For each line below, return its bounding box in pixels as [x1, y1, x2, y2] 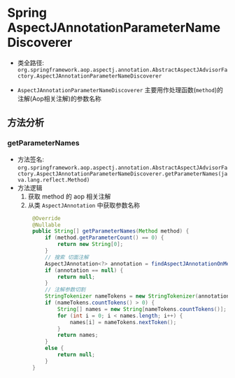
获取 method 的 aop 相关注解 [27, 192, 111, 201]
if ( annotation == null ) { [44, 267, 124, 274]
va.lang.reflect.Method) [17, 176, 90, 183]
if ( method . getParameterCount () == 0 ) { [44, 234, 164, 242]
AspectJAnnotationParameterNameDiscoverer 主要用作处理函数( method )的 [17, 85, 224, 94]
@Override [32, 215, 61, 221]
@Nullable [32, 221, 61, 228]
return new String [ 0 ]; [57, 241, 124, 248]
